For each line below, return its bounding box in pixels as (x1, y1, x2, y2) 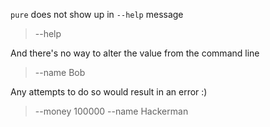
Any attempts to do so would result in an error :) (10, 86, 208, 98)
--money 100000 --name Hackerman (34, 105, 189, 117)
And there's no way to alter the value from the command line (10, 47, 260, 59)
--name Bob (34, 67, 86, 78)
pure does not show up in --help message (10, 9, 184, 20)
